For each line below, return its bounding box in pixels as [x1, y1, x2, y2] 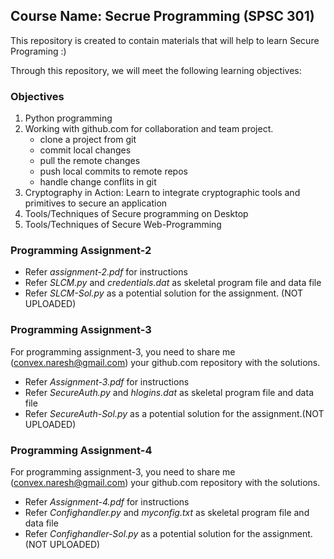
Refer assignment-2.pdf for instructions [24, 266, 188, 278]
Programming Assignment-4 [10, 443, 153, 457]
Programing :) [10, 45, 67, 57]
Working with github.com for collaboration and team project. [24, 123, 274, 135]
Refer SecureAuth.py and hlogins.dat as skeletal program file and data [24, 386, 314, 398]
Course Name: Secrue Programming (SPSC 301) [10, 8, 315, 25]
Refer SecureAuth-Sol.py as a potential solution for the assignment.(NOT [24, 407, 325, 419]
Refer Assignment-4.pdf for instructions [24, 496, 190, 508]
